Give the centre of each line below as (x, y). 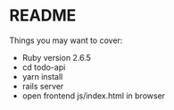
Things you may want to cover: (66, 40)
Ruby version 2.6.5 (57, 57)
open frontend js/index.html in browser (94, 96)
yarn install (42, 76)
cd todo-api (44, 67)
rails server (43, 86)
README (43, 16)
